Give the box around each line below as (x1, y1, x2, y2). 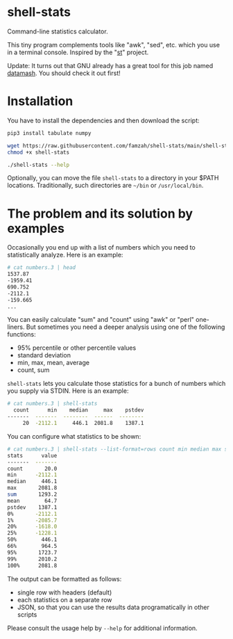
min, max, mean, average (17, 359, 90, 367)
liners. (7, 323, 25, 331)
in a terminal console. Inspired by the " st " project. (7, 48, 149, 56)
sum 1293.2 (7, 491, 58, 498)
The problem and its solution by (7, 206, 193, 221)
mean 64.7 (7, 497, 58, 504)
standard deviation (17, 351, 71, 359)
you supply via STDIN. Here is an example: (7, 387, 129, 395)
